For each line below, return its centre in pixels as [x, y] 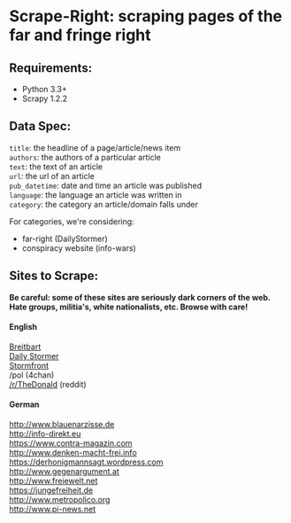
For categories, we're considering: [72, 221]
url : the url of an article [52, 176]
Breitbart [25, 347]
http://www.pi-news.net [52, 509]
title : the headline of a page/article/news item [95, 147]
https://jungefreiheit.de [51, 490]
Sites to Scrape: [54, 276]
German [24, 404]
